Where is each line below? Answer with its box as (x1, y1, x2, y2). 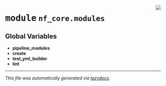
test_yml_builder (12, 56, 48, 61)
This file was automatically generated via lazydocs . (5, 75, 111, 81)
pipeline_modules (12, 45, 50, 51)
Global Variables (5, 32, 57, 41)
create (12, 50, 26, 56)
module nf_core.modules (5, 13, 105, 24)
